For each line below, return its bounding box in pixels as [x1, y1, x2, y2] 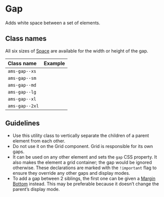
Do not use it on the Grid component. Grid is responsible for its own [12, 143, 153, 149]
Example [43, 60, 66, 67]
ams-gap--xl [8, 96, 37, 102]
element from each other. [12, 137, 66, 144]
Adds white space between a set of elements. [5, 20, 100, 26]
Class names [5, 34, 47, 43]
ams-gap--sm [8, 75, 37, 81]
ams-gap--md [8, 82, 37, 88]
